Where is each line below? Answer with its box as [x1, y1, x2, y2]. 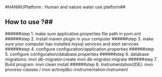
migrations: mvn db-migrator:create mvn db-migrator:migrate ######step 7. [5, 56, 158, 62]
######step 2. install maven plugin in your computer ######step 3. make [5, 36, 154, 41]
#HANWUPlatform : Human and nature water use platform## [5, 4, 126, 10]
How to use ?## [5, 18, 53, 26]
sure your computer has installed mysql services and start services [5, 41, 139, 47]
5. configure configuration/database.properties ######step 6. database [5, 51, 149, 57]
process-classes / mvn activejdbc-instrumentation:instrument [5, 66, 128, 72]
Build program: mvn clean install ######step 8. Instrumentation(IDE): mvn [5, 61, 153, 67]
